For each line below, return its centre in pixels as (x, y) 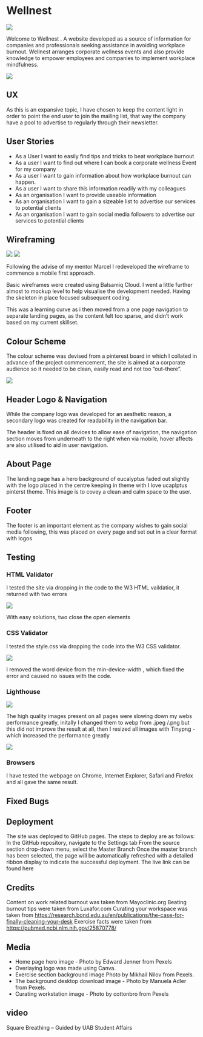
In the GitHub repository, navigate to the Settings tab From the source (93, 843)
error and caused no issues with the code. (59, 676)
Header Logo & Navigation (57, 399)
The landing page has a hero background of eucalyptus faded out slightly (98, 478)
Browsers (21, 762)
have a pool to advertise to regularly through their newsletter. (83, 122)
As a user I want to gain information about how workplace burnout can (103, 175)
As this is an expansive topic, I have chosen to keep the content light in (95, 109)
